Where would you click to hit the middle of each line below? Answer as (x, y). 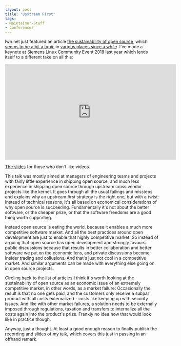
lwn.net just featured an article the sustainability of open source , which (76, 41)
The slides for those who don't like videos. (48, 167)
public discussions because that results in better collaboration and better (79, 248)
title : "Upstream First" (30, 14)
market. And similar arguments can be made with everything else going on (80, 263)
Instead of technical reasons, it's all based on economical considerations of (81, 202)
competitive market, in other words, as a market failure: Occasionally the (78, 288)
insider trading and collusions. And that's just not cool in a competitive (76, 258)
